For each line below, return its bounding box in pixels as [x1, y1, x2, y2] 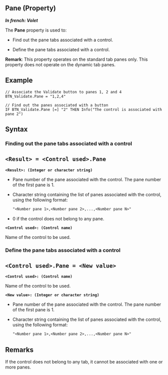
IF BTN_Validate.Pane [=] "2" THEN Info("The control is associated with [5, 107, 162, 112]
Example [5, 76, 33, 85]
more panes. [5, 364, 31, 370]
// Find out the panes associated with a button [5, 102, 108, 107]
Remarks [5, 345, 34, 354]
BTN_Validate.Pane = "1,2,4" [5, 94, 66, 99]
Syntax [5, 125, 28, 134]
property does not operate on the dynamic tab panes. [5, 61, 116, 67]
